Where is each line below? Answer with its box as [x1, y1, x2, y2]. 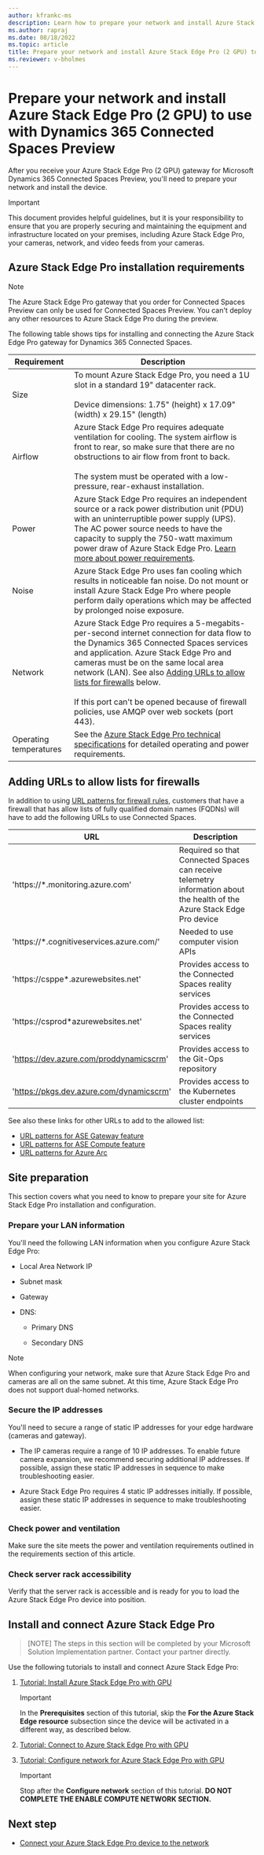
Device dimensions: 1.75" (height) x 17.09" [74, 399, 236, 410]
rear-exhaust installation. [110, 480, 204, 492]
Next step [8, 1817, 57, 1831]
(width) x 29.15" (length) [74, 409, 167, 420]
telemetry [178, 874, 214, 885]
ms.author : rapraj [8, 26, 68, 34]
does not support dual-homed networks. [8, 1385, 140, 1394]
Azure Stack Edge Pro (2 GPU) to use [8, 106, 253, 124]
